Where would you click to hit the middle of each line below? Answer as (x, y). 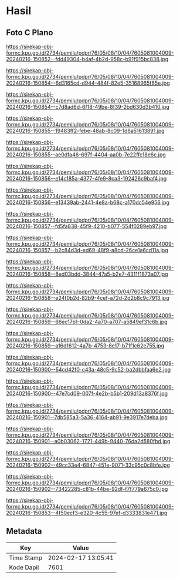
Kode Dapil (24, 567)
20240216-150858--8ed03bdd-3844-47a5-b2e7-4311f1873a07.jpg (87, 274)
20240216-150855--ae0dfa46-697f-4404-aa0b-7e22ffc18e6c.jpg (86, 155)
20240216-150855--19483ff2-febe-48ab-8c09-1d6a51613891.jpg (86, 131)
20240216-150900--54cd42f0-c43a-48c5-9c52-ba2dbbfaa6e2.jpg (89, 369)
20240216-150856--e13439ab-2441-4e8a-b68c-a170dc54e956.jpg (88, 202)
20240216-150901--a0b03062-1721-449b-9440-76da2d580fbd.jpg (88, 441)
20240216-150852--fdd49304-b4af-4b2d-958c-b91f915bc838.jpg (87, 59)
